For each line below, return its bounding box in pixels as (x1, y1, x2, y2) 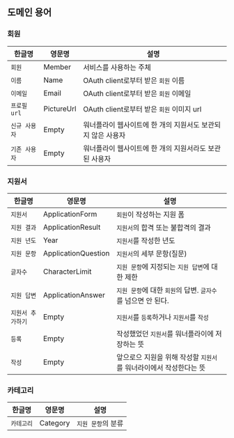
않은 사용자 (91, 130, 126, 140)
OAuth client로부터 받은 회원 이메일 (83, 88, 192, 98)
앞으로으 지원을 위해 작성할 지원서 (116, 352, 218, 362)
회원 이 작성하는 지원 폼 (116, 210, 185, 219)
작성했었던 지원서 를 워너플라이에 (116, 329, 214, 338)
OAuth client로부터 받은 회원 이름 (83, 75, 185, 85)
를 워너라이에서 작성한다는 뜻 (116, 363, 206, 373)
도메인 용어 (7, 6, 52, 19)
